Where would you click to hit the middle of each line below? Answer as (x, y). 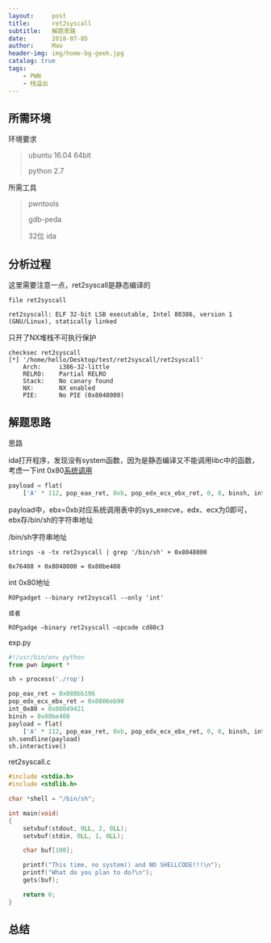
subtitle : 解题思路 (42, 31)
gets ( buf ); (41, 880)
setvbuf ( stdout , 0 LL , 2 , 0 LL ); (75, 828)
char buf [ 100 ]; (48, 850)
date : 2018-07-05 (48, 38)
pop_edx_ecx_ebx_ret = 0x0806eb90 (67, 701)
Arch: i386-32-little (67, 367)
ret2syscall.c (29, 762)
